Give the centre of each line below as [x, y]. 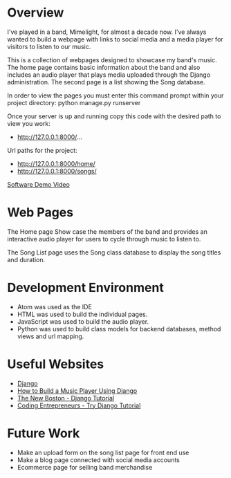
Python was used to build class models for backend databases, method [119, 329]
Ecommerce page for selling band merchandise [85, 467]
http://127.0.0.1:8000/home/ [56, 163]
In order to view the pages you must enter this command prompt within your [115, 95]
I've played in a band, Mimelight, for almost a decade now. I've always [107, 32]
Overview [36, 13]
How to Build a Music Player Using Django [77, 390]
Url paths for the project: [42, 150]
